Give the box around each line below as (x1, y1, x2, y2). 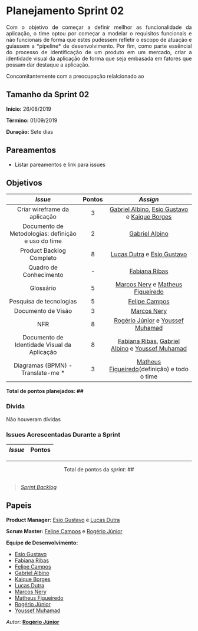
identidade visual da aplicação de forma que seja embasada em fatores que (6, 55, 192, 62)
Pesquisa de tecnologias (9, 298, 77, 306)
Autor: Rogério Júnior (6, 618, 60, 625)
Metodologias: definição (9, 230, 77, 238)
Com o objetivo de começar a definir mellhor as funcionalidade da (6, 24, 192, 31)
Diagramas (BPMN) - (14, 361, 72, 369)
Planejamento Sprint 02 (6, 4, 124, 18)
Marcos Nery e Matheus (115, 280, 183, 289)
